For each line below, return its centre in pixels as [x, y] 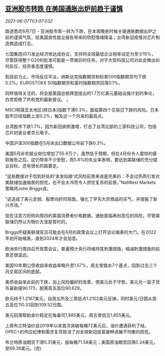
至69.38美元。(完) [23, 348]
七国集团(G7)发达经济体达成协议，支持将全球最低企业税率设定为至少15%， [81, 54]
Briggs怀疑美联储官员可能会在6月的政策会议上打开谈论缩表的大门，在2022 [81, 232]
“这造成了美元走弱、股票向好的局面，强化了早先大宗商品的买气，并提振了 [79, 199]
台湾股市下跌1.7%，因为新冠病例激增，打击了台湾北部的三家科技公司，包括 [81, 126]
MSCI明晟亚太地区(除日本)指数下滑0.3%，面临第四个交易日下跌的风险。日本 [82, 110]
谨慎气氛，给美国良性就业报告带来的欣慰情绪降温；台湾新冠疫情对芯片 [84, 37]
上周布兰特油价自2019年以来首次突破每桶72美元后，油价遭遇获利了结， [77, 326]
